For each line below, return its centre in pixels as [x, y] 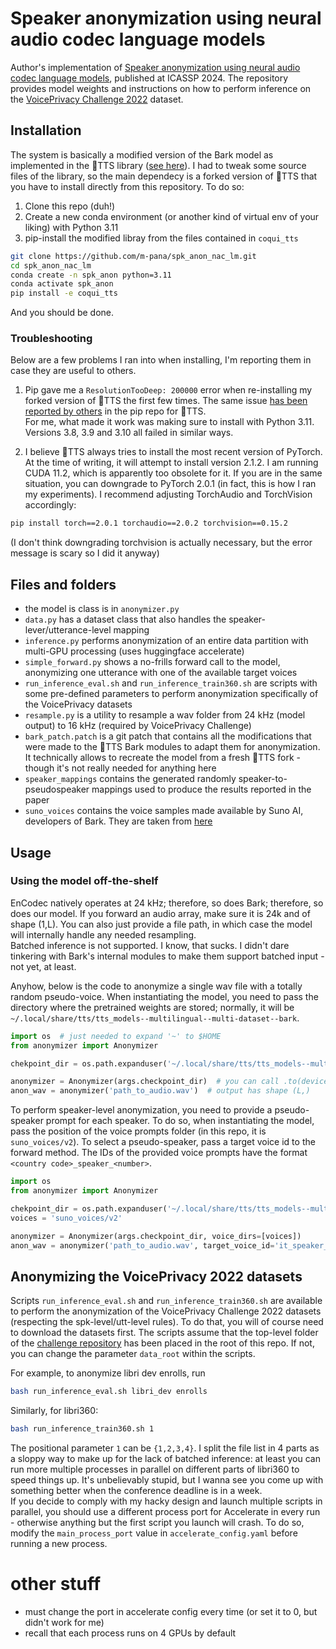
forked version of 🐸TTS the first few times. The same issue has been [166, 401]
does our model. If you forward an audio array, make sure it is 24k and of [160, 913]
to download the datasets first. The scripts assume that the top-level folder [164, 1333]
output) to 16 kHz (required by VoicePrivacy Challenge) [138, 726]
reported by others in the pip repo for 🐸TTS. [115, 411]
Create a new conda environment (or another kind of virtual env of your [172, 216]
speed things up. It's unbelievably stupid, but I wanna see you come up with [167, 1479]
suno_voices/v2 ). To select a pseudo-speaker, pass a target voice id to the [163, 1142]
